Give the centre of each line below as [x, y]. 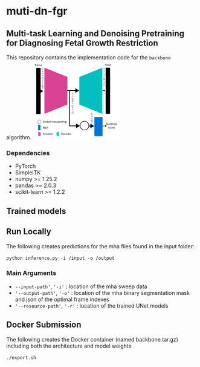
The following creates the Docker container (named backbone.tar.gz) [92, 339]
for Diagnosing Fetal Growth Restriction [82, 43]
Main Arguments [31, 273]
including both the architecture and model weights [69, 346]
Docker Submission [44, 325]
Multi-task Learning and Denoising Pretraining [95, 34]
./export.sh [21, 358]
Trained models [36, 211]
